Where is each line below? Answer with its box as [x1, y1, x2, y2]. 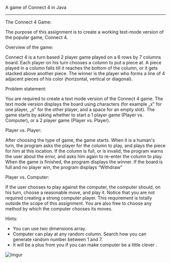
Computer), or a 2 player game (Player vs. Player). [5, 117, 110, 123]
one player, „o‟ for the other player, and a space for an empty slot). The [5, 107, 155, 112]
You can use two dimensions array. [12, 226, 87, 231]
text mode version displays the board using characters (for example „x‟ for [5, 101, 162, 107]
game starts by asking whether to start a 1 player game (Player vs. [5, 112, 144, 118]
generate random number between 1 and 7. [12, 236, 103, 242]
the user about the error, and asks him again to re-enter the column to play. [5, 153, 163, 159]
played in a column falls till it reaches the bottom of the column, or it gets [5, 65, 158, 71]
